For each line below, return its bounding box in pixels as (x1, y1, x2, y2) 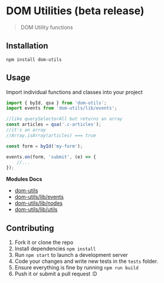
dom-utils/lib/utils (14, 206, 58, 213)
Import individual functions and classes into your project (6, 88, 143, 95)
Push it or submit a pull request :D (14, 271, 97, 278)
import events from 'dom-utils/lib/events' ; (6, 105, 117, 111)
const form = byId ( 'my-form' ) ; (6, 143, 83, 149)
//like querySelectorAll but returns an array (6, 116, 123, 122)
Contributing (6, 223, 54, 233)
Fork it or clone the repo (14, 239, 74, 246)
